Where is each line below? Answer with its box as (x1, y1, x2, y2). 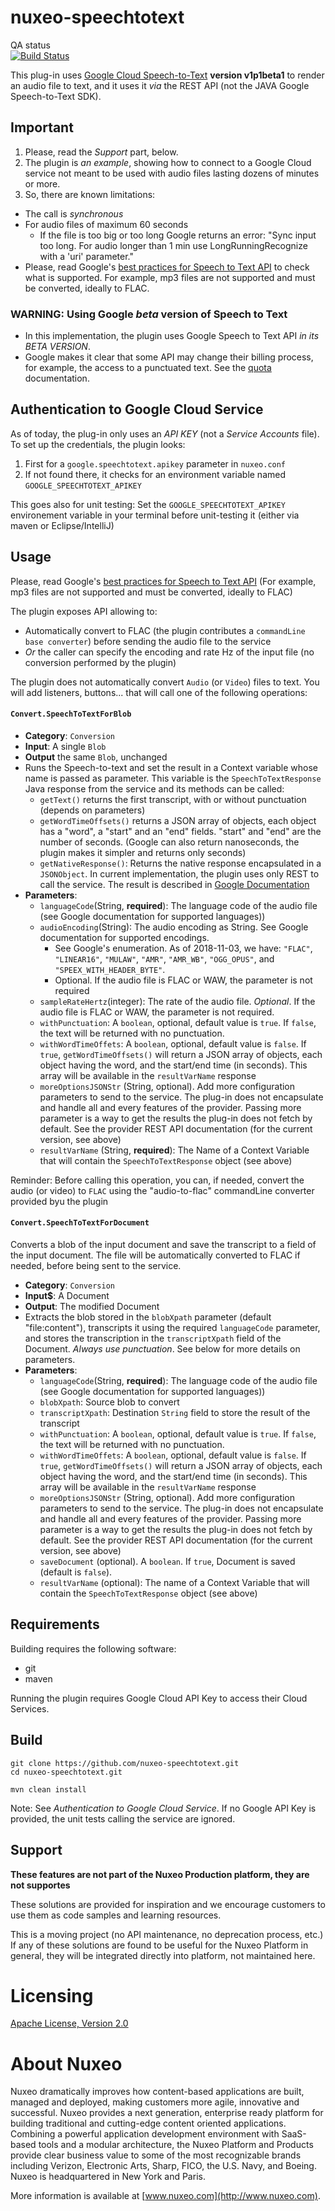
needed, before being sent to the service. (10, 1260, 182, 1272)
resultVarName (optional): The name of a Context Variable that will (39, 1577, 310, 1589)
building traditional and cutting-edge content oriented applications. (10, 2117, 287, 2130)
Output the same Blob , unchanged (24, 751, 168, 763)
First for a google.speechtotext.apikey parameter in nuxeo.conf (24, 457, 287, 470)
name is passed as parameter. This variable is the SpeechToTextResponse (24, 772, 322, 784)
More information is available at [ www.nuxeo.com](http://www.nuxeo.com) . (10, 2190, 321, 2202)
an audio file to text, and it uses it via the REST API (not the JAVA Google (10, 79, 310, 91)
